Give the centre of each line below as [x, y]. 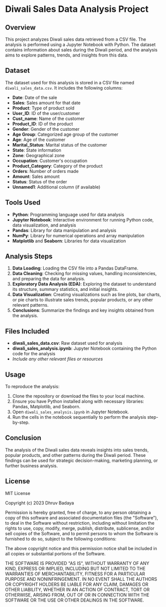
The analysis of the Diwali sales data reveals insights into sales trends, [77, 450]
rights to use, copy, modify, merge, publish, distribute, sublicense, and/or [80, 528]
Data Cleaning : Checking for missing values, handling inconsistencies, [84, 274]
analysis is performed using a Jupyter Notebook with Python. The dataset [81, 45]
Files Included [27, 331]
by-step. [21, 423]
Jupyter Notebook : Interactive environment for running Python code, [83, 220]
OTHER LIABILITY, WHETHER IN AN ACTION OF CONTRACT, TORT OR [77, 589]
